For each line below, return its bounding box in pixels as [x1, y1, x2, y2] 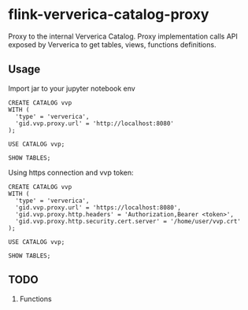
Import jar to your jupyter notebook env [8, 83, 135, 93]
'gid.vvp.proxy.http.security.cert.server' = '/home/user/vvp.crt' [15, 217, 242, 225]
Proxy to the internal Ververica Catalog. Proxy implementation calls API [8, 31, 239, 41]
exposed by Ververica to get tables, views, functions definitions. [8, 39, 217, 49]
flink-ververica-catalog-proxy [8, 6, 209, 24]
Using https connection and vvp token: [8, 168, 134, 177]
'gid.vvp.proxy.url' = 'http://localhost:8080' [15, 120, 175, 127]
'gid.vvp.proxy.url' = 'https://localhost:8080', [15, 203, 181, 212]
